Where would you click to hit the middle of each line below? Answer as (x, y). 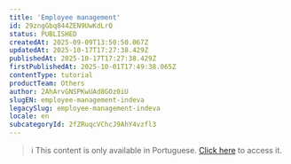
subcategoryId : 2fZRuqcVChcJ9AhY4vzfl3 (83, 125)
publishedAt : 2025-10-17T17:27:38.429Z (83, 59)
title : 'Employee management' (65, 17)
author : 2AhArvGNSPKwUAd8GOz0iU (69, 91)
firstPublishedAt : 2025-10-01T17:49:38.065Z (93, 67)
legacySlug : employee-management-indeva (85, 108)
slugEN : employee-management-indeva (77, 100)
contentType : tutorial (51, 75)
